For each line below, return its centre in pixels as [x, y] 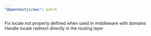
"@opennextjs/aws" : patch [31, 9]
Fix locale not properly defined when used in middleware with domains [75, 23]
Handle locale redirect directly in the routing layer [54, 28]
